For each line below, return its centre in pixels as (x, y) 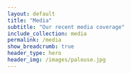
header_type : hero (34, 54)
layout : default (31, 14)
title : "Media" (30, 20)
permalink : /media (34, 40)
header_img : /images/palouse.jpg (57, 60)
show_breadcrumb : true (41, 47)
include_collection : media (47, 33)
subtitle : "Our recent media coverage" (66, 27)
